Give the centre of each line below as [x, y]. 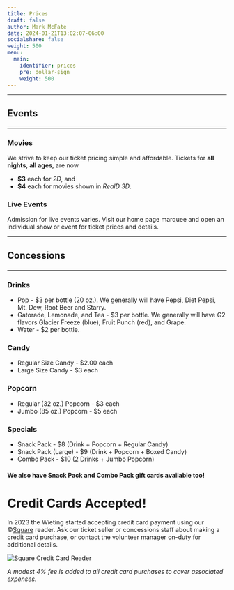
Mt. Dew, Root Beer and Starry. [62, 308]
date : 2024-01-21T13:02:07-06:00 [56, 33]
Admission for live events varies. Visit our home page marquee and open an [116, 220]
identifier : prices [48, 66]
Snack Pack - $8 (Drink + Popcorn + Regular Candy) [93, 444]
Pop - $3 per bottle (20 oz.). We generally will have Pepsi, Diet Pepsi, [116, 300]
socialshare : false [36, 40]
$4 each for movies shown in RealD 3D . [75, 186]
